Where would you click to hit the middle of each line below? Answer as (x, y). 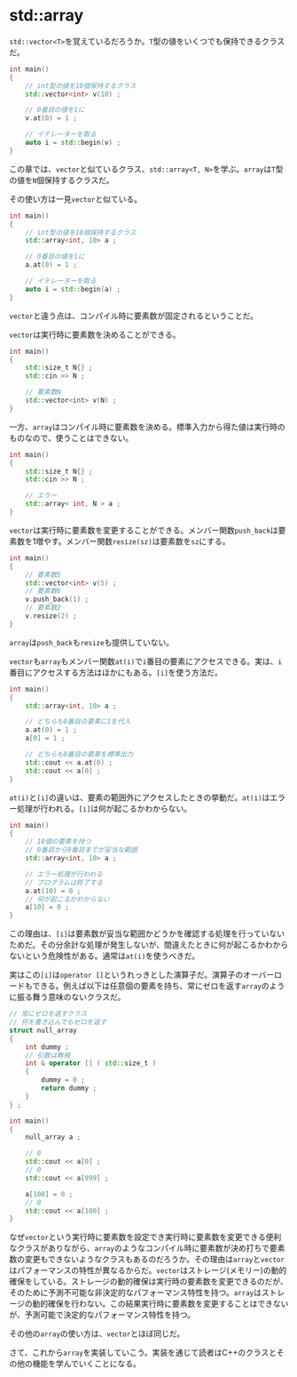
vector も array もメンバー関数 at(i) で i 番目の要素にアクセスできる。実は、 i (145, 661)
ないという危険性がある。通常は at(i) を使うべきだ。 (105, 956)
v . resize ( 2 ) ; (51, 616)
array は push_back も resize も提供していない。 (92, 642)
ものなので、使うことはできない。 (71, 437)
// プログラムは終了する (64, 882)
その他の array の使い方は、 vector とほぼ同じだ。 (97, 1333)
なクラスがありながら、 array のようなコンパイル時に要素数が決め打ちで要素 (147, 1248)
